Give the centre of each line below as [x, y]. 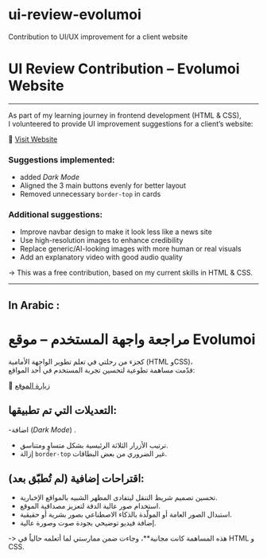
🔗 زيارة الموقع [29, 385]
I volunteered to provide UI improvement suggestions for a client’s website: [131, 123]
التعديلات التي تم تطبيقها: [63, 410]
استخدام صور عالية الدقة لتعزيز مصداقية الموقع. [90, 506]
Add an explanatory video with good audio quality [101, 257]
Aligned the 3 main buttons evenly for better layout [103, 185]
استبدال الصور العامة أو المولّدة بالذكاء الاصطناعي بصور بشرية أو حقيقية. [126, 514]
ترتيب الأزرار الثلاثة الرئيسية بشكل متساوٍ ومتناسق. [94, 445]
